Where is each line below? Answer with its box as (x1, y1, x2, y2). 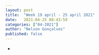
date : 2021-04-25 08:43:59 (5, 17, 68, 22)
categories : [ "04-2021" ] (5, 22, 58, 27)
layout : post (5, 7, 33, 13)
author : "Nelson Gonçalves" (5, 27, 66, 32)
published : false (5, 31, 43, 36)
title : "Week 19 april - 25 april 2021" (5, 12, 95, 17)
